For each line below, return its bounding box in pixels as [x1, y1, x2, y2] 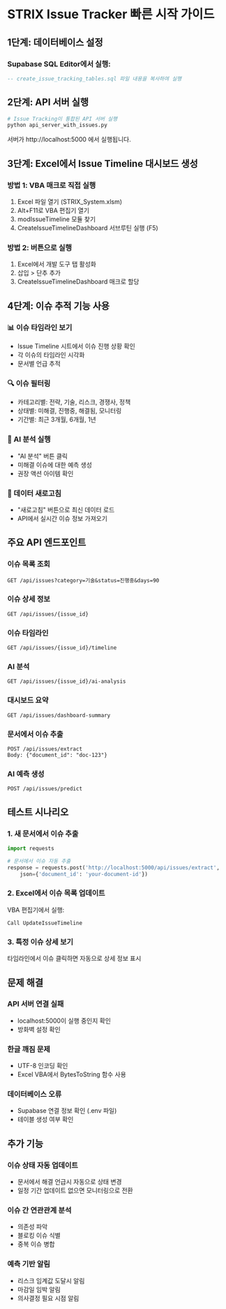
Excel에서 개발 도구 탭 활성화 [17, 260, 96, 269]
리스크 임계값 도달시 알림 [17, 1276, 85, 1285]
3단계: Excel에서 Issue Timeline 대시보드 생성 [7, 158, 199, 170]
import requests [7, 845, 54, 852]
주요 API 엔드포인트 [7, 537, 86, 549]
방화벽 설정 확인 [17, 1025, 61, 1033]
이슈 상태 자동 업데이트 [7, 1160, 79, 1170]
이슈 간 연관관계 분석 [7, 1206, 72, 1215]
